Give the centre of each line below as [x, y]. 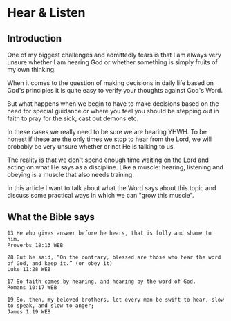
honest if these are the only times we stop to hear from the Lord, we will [110, 139]
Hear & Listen [46, 13]
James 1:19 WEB [29, 312]
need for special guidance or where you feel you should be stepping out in [113, 111]
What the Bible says [51, 217]
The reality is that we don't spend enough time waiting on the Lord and [108, 160]
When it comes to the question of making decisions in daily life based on [111, 83]
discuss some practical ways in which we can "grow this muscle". [101, 195]
